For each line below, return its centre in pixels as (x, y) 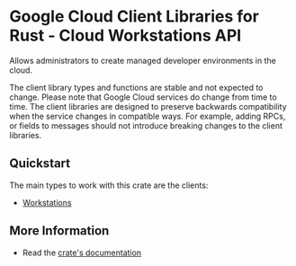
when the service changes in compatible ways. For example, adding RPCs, (148, 116)
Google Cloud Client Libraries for (134, 17)
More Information (59, 231)
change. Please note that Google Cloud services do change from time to (143, 97)
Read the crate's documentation (82, 253)
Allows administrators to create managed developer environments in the (143, 60)
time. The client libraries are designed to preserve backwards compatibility (148, 106)
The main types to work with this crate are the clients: (109, 185)
